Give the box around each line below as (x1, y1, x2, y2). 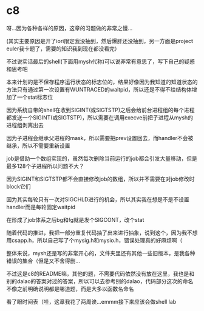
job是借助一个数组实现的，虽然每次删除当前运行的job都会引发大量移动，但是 (6, 155, 197, 162)
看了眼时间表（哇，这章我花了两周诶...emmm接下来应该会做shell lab (6, 298, 177, 305)
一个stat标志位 (16, 93, 53, 101)
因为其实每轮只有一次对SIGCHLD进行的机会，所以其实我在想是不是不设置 (6, 195, 189, 203)
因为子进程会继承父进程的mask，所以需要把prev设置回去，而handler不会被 (6, 134, 194, 141)
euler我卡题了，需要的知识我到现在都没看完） (6, 45, 120, 52)
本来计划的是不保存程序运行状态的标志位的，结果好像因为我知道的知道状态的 (6, 78, 198, 85)
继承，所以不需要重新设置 (6, 142, 70, 149)
